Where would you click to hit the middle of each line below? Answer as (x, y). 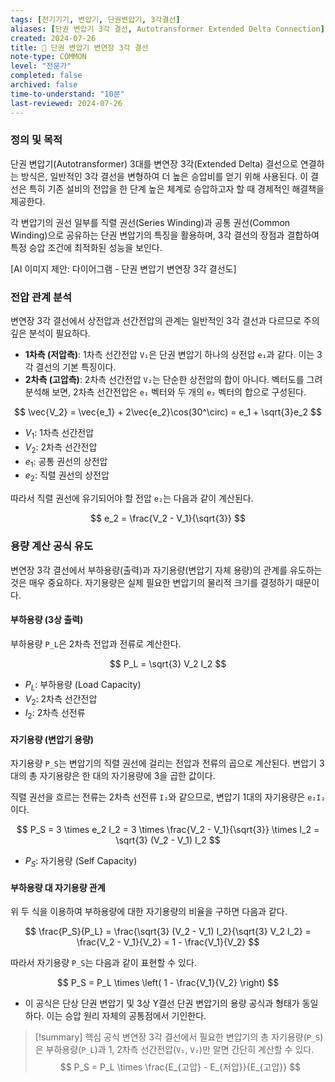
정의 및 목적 (36, 140)
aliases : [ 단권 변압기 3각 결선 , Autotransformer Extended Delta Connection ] (167, 29)
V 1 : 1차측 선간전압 (59, 434)
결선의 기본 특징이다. (76, 367)
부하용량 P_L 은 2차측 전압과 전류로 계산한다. (96, 643)
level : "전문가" (41, 66)
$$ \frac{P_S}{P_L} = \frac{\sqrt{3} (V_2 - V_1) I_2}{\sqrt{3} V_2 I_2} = (168, 932)
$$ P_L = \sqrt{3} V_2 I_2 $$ (168, 663)
